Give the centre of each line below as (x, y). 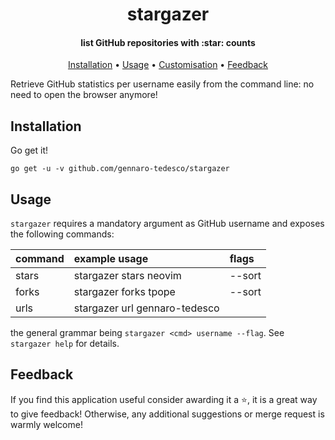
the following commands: (62, 234)
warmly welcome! (46, 424)
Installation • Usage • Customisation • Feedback (168, 65)
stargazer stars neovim (127, 276)
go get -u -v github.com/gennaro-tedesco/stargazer (120, 169)
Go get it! (29, 150)
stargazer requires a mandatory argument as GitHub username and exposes (167, 224)
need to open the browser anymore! (84, 95)
